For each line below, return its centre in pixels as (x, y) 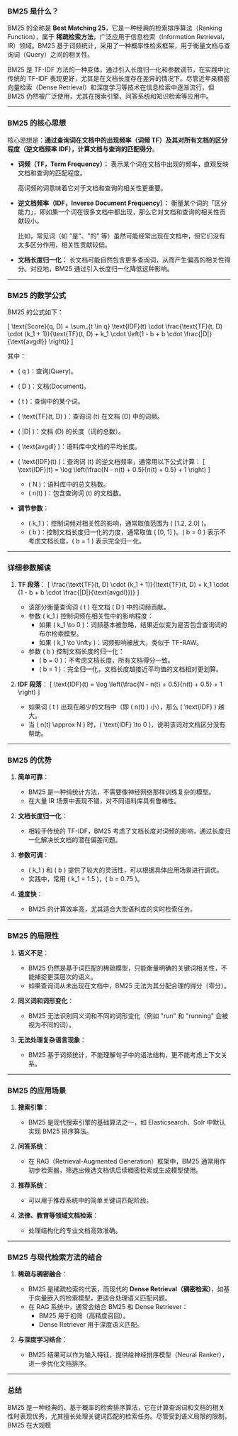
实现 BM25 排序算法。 (61, 1131)
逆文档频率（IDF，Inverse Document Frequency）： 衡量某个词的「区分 (122, 203)
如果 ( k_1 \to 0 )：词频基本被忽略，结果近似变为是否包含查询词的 (133, 625)
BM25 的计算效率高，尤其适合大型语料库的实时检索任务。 (112, 909)
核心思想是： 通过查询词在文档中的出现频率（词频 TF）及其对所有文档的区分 (118, 140)
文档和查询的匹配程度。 (52, 172)
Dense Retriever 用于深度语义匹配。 (91, 1325)
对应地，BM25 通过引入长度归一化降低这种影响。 (102, 268)
